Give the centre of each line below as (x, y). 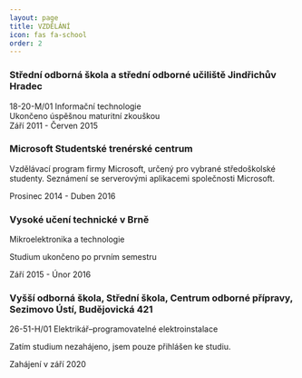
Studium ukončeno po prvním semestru (83, 257)
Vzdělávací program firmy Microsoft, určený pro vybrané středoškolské (143, 168)
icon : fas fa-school (49, 35)
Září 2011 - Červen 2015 (54, 125)
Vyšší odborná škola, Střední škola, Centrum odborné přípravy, (151, 298)
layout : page (34, 18)
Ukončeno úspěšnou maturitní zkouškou (85, 115)
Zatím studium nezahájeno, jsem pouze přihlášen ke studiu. (120, 347)
